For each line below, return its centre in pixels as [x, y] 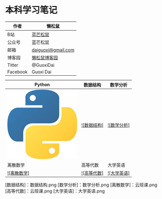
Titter [13, 65]
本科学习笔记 [31, 10]
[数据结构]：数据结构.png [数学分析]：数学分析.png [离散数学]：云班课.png [81, 185]
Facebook [17, 72]
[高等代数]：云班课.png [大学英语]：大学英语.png [55, 191]
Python [42, 85]
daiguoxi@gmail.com [53, 50]
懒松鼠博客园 [45, 58]
